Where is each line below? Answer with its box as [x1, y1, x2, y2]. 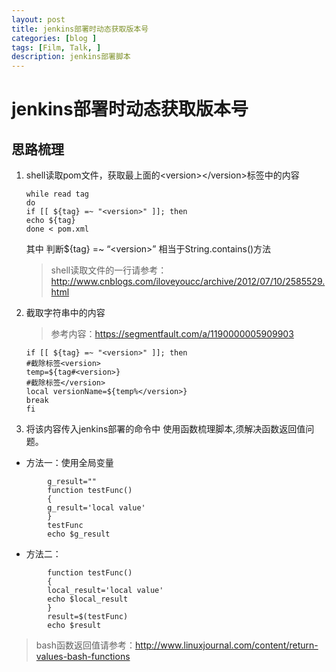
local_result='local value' [47, 586, 164, 596]
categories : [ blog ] [11, 33, 98, 43]
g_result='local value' [47, 503, 146, 513]
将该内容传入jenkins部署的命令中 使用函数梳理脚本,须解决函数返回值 [25, 423, 306, 435]
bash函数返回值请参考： [35, 639, 136, 651]
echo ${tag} [25, 216, 76, 226]
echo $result [47, 621, 102, 631]
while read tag [25, 189, 90, 200]
